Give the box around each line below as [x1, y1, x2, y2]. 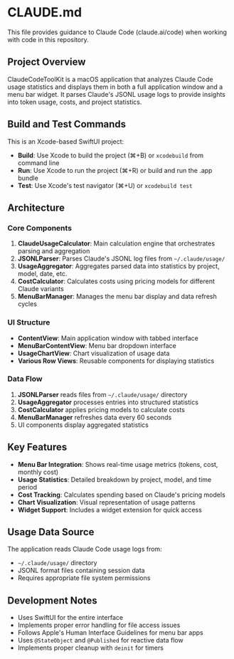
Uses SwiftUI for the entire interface [17, 613, 123, 622]
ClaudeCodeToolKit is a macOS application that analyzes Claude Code [7, 75, 213, 83]
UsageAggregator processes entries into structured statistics [17, 398, 199, 406]
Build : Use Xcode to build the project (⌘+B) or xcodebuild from [17, 151, 204, 159]
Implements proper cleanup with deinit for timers [17, 643, 164, 652]
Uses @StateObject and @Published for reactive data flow [17, 636, 184, 645]
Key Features [7, 441, 68, 453]
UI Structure [7, 317, 50, 327]
